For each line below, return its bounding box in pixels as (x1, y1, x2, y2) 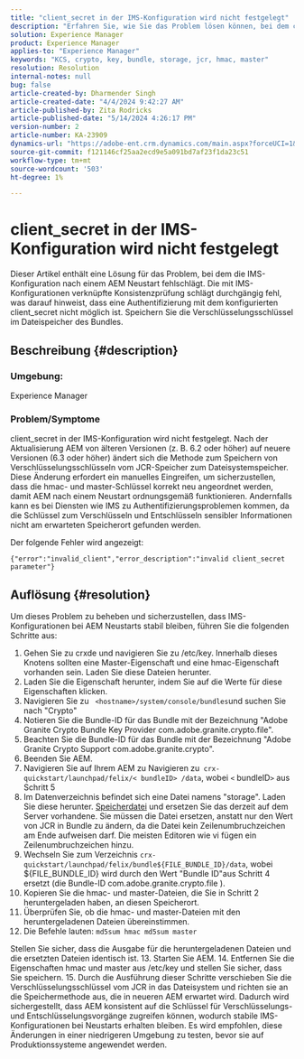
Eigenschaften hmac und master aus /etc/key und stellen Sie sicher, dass (10, 962, 282, 973)
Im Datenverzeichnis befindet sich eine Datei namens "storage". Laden (23, 791, 287, 802)
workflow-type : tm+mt (10, 155, 92, 165)
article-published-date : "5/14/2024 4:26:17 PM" (10, 114, 197, 123)
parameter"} (10, 562, 55, 571)
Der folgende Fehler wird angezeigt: (10, 537, 143, 548)
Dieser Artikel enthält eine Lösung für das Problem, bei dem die (10, 268, 246, 280)
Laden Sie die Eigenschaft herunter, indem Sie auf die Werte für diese (23, 676, 282, 687)
